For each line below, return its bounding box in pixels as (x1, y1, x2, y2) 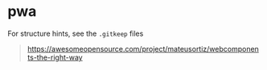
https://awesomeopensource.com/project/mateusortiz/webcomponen (27, 44, 259, 53)
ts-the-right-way (27, 52, 83, 62)
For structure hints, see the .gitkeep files (7, 29, 144, 38)
